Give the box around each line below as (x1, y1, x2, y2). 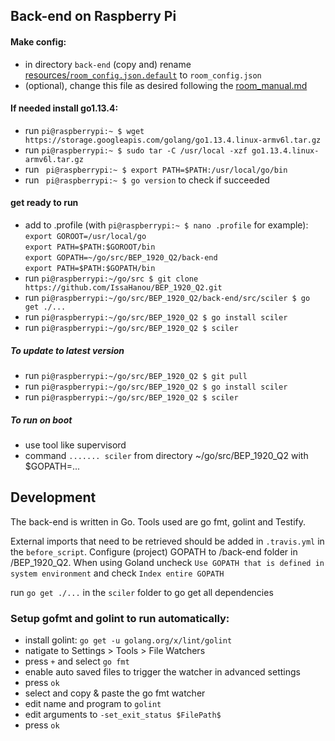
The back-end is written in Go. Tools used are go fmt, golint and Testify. (10, 515, 307, 528)
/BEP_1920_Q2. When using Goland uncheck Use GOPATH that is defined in (10, 556, 325, 568)
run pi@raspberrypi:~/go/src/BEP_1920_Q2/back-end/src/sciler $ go (24, 292, 311, 303)
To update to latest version (10, 344, 125, 356)
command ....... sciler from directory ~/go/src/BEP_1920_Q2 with (24, 449, 309, 461)
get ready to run (10, 197, 79, 209)
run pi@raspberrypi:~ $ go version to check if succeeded (24, 174, 270, 186)
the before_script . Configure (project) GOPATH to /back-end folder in (10, 545, 298, 558)
